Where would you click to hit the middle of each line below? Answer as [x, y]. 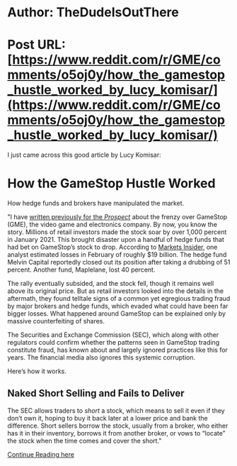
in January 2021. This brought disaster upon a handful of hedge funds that [116, 240]
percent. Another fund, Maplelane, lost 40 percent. [81, 270]
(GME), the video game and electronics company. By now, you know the [112, 225]
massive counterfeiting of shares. [56, 321]
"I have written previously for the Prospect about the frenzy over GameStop [117, 217]
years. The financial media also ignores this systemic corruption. [102, 357]
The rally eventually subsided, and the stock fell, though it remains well [111, 284]
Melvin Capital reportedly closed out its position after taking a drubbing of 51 [119, 262]
